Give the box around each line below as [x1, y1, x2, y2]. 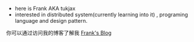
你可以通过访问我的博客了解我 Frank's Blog [6, 29, 112, 36]
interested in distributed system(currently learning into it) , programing [14, 11, 188, 18]
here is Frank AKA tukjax [14, 5, 76, 12]
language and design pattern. [14, 17, 88, 24]
